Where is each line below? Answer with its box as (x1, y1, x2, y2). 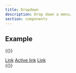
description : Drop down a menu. (5, 12, 72, 17)
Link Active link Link (5, 57, 46, 63)
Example (5, 35, 33, 43)
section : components (5, 16, 48, 21)
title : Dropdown (5, 7, 39, 12)
